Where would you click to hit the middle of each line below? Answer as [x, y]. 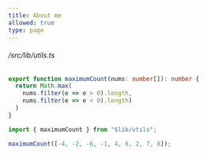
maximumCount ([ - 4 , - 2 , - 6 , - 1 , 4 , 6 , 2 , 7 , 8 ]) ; [90, 144]
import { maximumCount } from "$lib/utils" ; [83, 129]
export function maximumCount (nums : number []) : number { [104, 79]
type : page [26, 30]
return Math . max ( [44, 86]
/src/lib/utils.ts [32, 55]
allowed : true [32, 23]
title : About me [35, 15]
